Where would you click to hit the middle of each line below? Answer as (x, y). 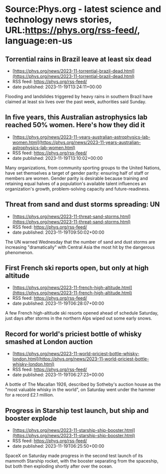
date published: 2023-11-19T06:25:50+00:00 (58, 446)
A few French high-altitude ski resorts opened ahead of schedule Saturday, (82, 313)
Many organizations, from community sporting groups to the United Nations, (83, 168)
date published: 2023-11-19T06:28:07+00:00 (58, 303)
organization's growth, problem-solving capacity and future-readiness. (78, 189)
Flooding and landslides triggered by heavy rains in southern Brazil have (79, 96)
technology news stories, (58, 20)
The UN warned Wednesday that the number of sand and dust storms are (80, 242)
